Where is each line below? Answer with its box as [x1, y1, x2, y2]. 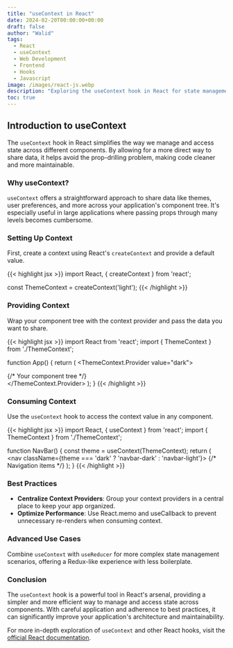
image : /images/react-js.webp [7, 81, 95, 88]
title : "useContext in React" [7, 10, 95, 17]
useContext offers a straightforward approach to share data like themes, [7, 194, 212, 202]
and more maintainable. [7, 161, 75, 169]
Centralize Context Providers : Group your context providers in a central [17, 494, 224, 503]
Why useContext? [7, 178, 69, 188]
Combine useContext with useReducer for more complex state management [7, 550, 220, 558]
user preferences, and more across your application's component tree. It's [7, 201, 220, 209]
